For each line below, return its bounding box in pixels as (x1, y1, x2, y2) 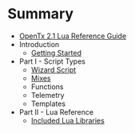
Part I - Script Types (18, 57, 85, 66)
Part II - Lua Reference (18, 107, 93, 116)
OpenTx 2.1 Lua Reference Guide (18, 31, 127, 41)
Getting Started (30, 48, 81, 57)
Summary (7, 5, 73, 23)
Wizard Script (30, 65, 77, 74)
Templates (30, 99, 66, 108)
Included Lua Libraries (30, 115, 105, 125)
